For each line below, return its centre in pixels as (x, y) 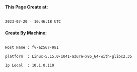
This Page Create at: (27, 7)
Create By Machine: (26, 33)
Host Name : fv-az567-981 (32, 48)
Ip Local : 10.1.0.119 (30, 66)
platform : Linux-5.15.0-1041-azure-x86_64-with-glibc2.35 (69, 57)
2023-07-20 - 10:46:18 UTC (33, 22)
